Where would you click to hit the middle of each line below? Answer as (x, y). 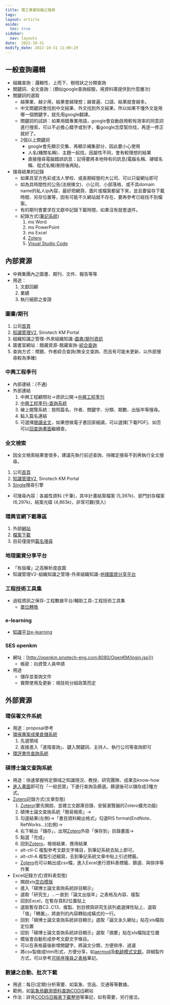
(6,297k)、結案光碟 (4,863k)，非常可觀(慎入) (59, 502)
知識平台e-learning (32, 632)
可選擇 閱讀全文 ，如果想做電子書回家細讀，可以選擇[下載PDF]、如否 (91, 422)
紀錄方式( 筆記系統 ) (40, 216)
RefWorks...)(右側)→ (41, 825)
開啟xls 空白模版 (37, 881)
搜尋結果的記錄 (28, 172)
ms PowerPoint (44, 227)
